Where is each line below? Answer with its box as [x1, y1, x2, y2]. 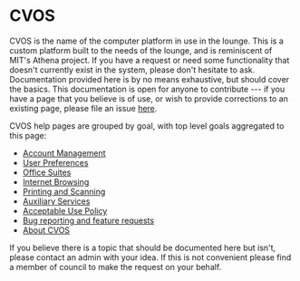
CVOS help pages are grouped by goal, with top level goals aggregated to [9, 120, 285, 131]
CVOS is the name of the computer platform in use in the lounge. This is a [9, 35, 284, 46]
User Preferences [22, 157, 89, 168]
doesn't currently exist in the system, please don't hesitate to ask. [9, 64, 256, 75]
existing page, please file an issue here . [9, 102, 158, 113]
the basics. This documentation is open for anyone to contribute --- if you [9, 83, 285, 94]
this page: [9, 130, 47, 140]
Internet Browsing [22, 176, 90, 187]
